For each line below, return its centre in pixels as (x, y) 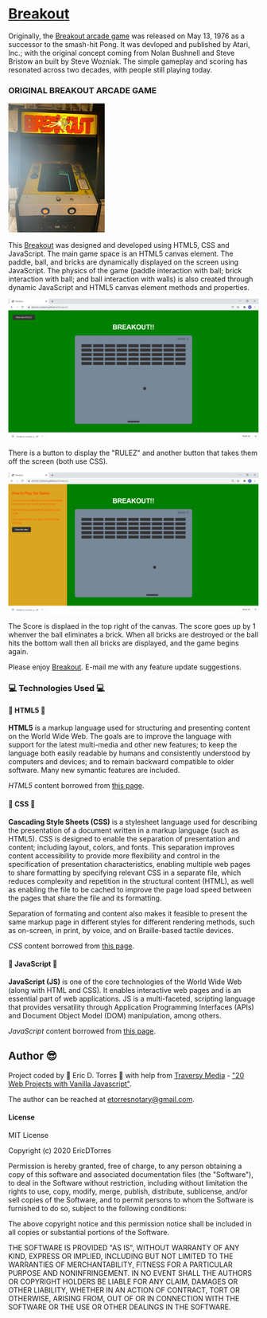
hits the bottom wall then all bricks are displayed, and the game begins (124, 643)
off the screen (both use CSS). (58, 461)
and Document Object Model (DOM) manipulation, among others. (115, 1015)
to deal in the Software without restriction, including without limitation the (128, 1183)
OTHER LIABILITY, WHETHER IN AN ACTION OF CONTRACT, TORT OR (124, 1290)
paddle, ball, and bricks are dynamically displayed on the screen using (124, 262)
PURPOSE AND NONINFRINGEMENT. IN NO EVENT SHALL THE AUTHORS (130, 1273)
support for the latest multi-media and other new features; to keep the (123, 745)
